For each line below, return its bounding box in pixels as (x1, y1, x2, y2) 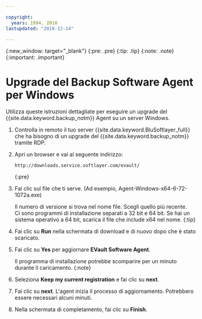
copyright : (5, 14, 33, 20)
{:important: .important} (5, 54, 65, 61)
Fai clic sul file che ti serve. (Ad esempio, (14, 185, 118, 192)
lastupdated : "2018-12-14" (5, 25, 74, 32)
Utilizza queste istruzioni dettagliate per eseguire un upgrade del (5, 108, 167, 115)
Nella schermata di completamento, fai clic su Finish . (14, 306, 148, 313)
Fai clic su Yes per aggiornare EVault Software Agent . (14, 246, 151, 254)
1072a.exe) (14, 192, 42, 199)
